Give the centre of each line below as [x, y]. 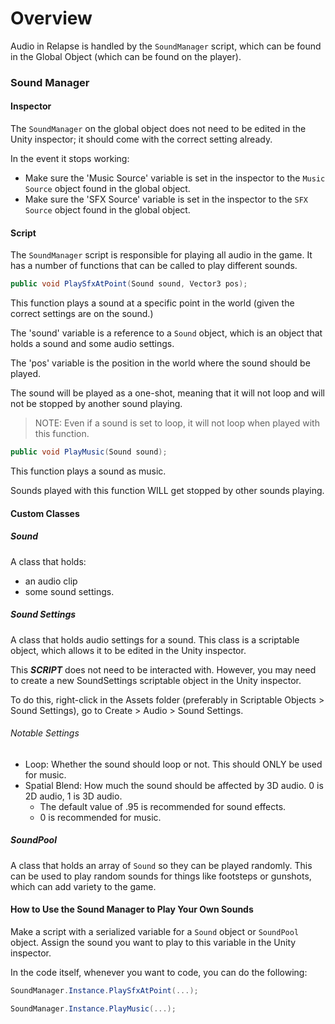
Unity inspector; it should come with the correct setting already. [141, 139]
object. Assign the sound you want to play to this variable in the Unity [153, 942]
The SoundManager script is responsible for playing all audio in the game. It [161, 255]
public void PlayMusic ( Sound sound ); [89, 452]
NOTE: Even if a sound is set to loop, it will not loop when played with [177, 423]
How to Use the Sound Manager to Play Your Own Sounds [132, 909]
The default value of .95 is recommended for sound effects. [163, 806]
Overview [51, 18]
